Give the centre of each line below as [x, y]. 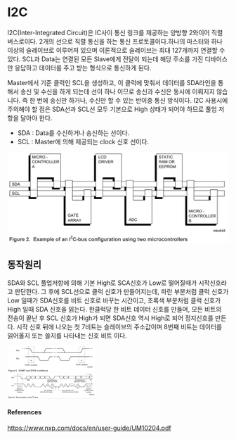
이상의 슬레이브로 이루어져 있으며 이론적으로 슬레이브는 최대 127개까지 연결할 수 [116, 50]
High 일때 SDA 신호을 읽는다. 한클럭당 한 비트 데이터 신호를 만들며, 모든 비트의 [114, 309]
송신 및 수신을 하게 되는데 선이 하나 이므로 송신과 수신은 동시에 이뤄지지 [118, 91]
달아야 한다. [36, 117]
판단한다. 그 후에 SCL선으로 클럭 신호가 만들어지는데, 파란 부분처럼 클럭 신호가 [122, 291]
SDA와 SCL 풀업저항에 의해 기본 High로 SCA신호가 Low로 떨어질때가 [102, 283]
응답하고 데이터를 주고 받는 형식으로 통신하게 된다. [83, 68]
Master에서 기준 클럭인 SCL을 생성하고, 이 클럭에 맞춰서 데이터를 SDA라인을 [112, 82]
